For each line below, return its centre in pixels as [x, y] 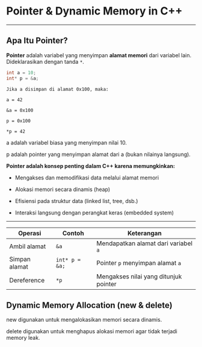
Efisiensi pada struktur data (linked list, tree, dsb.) [76, 201]
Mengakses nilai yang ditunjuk [139, 277]
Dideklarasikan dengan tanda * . [45, 61]
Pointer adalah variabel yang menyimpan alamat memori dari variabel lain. [99, 55]
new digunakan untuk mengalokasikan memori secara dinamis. [84, 320]
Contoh [73, 233]
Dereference [27, 280]
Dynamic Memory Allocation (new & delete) [89, 305]
